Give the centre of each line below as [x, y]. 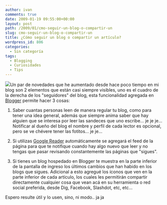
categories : [17, 47]
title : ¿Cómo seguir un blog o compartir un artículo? [63, 38]
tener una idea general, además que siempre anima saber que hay [80, 115]
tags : [11, 56]
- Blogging [21, 61]
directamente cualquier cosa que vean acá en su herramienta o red [81, 182]
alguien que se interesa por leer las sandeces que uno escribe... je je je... [87, 121]
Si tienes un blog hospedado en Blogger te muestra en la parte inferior [84, 161]
